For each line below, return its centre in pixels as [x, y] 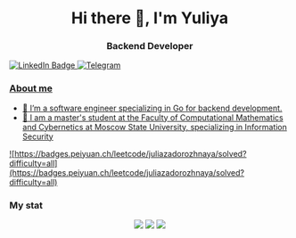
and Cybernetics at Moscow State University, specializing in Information [155, 127]
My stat [26, 205]
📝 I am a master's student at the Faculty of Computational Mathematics [152, 117]
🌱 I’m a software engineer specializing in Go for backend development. [152, 108]
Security [37, 136]
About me [31, 88]
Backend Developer [150, 46]
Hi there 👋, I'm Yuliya [150, 18]
